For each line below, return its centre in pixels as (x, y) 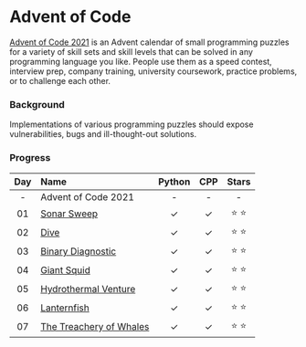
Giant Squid (66, 270)
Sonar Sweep (69, 214)
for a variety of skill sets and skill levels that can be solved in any (132, 51)
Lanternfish (65, 308)
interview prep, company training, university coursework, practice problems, (153, 71)
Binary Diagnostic (79, 251)
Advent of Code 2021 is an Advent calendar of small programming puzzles (149, 42)
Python (174, 182)
